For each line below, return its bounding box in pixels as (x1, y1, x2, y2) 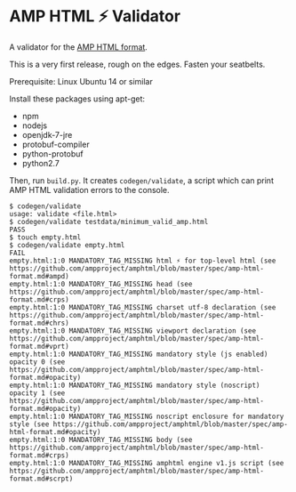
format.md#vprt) (9, 342, 69, 351)
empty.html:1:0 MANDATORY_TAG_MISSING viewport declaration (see (9, 326, 256, 335)
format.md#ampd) (9, 271, 69, 280)
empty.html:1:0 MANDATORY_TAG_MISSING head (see (9, 279, 193, 288)
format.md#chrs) (9, 319, 69, 327)
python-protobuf (21, 148, 84, 159)
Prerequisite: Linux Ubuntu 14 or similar (9, 76, 153, 86)
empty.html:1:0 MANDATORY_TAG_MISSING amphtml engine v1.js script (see (9, 458, 284, 467)
